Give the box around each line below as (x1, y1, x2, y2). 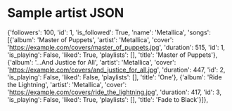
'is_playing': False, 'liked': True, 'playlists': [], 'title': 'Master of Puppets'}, (7, 51, 218, 59)
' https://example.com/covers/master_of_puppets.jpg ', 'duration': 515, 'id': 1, (7, 43, 226, 51)
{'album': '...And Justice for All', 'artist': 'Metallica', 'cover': (7, 58, 176, 66)
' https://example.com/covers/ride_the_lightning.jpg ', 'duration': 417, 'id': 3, (7, 88, 222, 96)
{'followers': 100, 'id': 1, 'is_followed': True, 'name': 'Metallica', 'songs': (7, 28, 211, 37)
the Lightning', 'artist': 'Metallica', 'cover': (7, 80, 127, 89)
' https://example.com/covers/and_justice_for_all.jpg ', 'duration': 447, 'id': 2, (7, 65, 226, 74)
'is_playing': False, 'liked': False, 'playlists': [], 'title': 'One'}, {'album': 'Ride (7, 72, 223, 81)
